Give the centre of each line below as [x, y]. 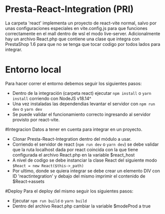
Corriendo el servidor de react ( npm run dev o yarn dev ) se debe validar [85, 144]
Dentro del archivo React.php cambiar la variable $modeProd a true [81, 206]
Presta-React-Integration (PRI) [70, 9]
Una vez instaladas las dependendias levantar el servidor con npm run [84, 104]
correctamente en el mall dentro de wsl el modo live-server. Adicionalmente [83, 33]
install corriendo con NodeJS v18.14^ [52, 98]
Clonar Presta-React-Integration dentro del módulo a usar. [72, 139]
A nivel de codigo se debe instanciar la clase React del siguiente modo [85, 160]
